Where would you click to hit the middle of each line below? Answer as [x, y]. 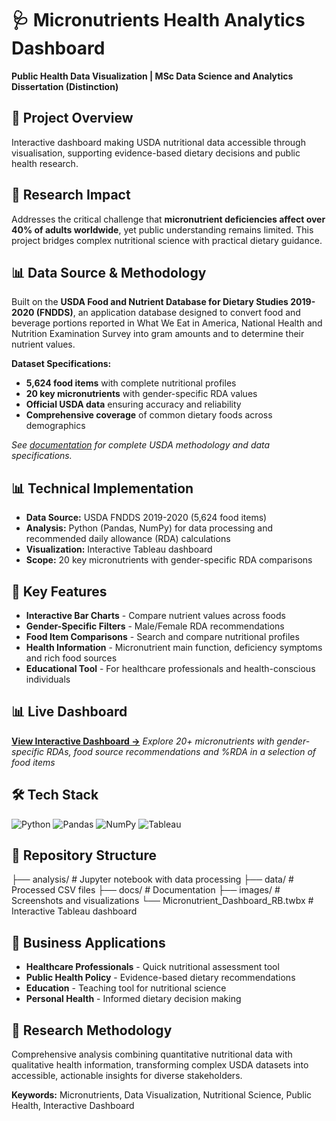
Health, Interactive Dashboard [73, 1106]
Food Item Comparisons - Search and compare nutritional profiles [162, 636]
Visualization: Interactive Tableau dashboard [119, 549]
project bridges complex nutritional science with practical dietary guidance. [167, 240]
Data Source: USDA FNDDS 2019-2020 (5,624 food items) [146, 518]
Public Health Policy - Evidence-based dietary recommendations [160, 978]
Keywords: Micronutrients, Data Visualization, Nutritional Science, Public [162, 1095]
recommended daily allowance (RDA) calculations [128, 539]
